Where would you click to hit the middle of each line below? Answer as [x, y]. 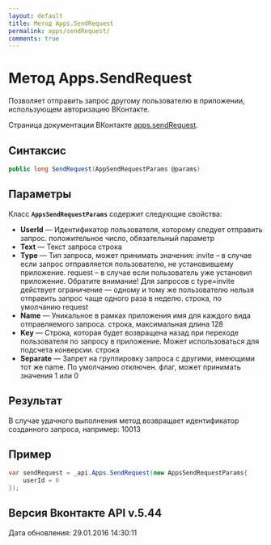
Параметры [40, 194]
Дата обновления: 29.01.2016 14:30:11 [73, 532]
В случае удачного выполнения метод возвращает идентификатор [124, 420]
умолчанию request [54, 306]
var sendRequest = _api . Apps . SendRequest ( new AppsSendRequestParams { [128, 473]
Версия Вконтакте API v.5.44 [85, 513]
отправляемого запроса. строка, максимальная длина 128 [122, 323]
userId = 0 [41, 481]
